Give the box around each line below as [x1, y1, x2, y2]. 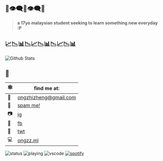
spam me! [17, 102, 41, 109]
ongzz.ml [17, 137, 39, 143]
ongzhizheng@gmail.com [17, 94, 76, 101]
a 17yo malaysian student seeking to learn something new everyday [17, 20, 158, 26]
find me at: [34, 85, 60, 92]
